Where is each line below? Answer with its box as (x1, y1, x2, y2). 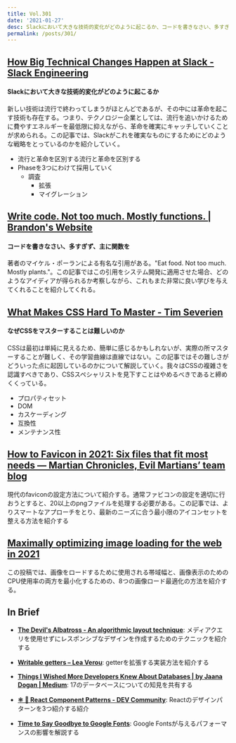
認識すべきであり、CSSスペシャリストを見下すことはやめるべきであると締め (7, 370, 228, 379)
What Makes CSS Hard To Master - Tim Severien (7, 306, 223, 318)
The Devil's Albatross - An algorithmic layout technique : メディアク (17, 625, 217, 634)
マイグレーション (38, 189, 88, 198)
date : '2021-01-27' (7, 17, 65, 24)
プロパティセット (17, 394, 67, 402)
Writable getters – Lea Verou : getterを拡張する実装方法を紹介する (17, 659, 209, 667)
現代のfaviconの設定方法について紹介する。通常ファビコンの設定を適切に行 (7, 490, 226, 498)
